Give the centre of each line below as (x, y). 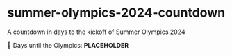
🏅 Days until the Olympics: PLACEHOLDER (68, 45)
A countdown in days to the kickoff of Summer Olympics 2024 (96, 32)
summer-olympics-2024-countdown (116, 13)
